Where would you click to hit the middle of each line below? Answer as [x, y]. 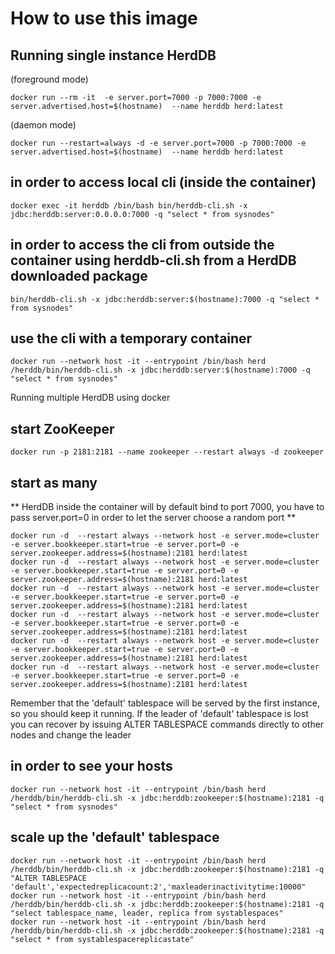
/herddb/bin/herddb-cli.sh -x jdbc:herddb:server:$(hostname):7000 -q [160, 370]
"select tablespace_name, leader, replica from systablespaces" [147, 913]
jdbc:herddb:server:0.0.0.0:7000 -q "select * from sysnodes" [142, 214]
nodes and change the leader [71, 735]
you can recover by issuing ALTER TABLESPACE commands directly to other [167, 724]
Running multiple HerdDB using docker [90, 398]
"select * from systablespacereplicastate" [102, 939]
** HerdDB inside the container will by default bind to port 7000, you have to [167, 507]
